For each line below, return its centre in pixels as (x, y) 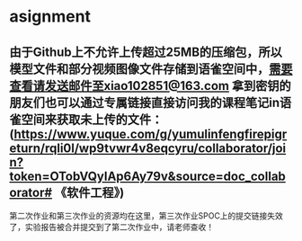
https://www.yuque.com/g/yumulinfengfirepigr (150, 134)
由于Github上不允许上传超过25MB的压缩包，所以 (146, 52)
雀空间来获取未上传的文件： (86, 119)
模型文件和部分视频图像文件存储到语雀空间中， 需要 (151, 69)
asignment (50, 17)
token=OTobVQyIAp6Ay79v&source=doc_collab (147, 176)
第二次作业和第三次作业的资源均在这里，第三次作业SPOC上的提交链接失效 (146, 216)
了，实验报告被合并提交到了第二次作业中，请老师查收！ (111, 227)
